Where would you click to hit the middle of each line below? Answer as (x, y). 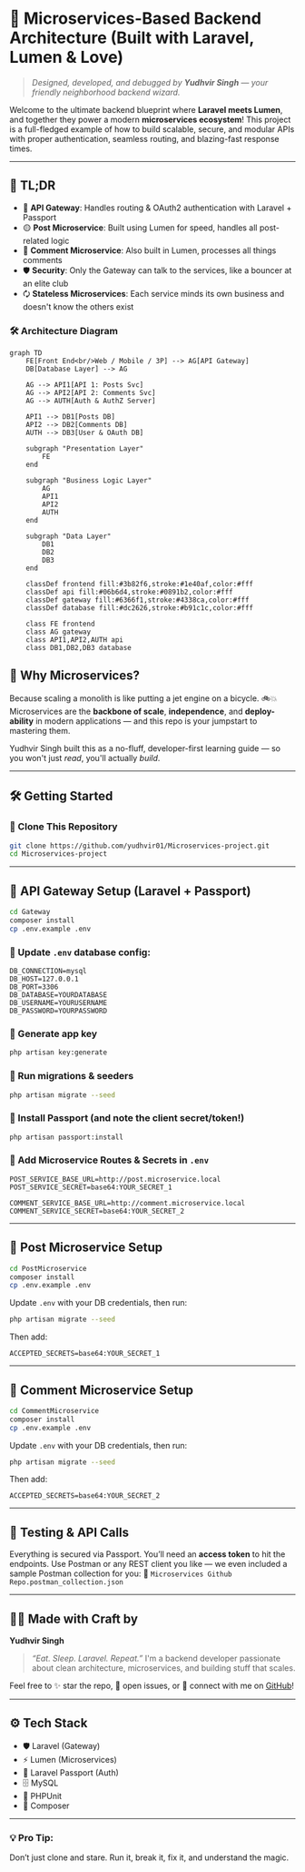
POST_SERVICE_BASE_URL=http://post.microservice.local (115, 1179)
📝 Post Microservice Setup (86, 1248)
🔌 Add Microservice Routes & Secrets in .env (109, 1160)
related (36, 240)
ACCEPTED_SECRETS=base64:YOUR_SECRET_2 (85, 1496)
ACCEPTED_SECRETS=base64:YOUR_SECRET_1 (85, 1354)
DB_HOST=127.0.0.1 (44, 979)
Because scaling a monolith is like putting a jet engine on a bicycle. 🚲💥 (143, 698)
